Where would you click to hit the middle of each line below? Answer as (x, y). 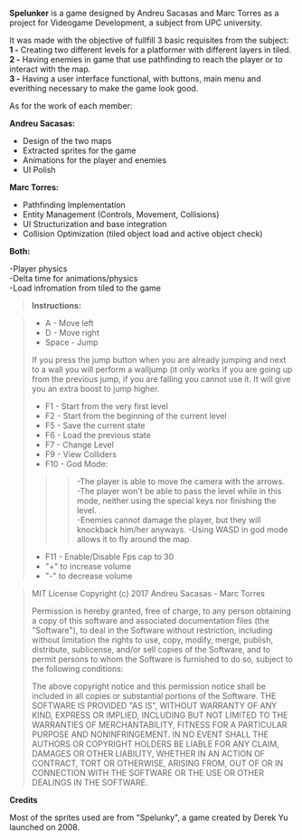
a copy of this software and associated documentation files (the (150, 620)
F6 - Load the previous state (98, 435)
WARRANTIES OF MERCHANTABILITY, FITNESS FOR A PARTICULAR (159, 725)
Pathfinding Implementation (74, 205)
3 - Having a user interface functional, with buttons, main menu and (135, 79)
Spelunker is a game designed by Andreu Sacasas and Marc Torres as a (144, 13)
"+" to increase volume (88, 566)
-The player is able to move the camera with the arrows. (180, 482)
